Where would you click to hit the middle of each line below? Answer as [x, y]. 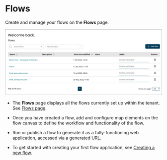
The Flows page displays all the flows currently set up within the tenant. [86, 103]
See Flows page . [29, 108]
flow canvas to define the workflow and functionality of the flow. [78, 123]
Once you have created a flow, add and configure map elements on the [85, 117]
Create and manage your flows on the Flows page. [57, 22]
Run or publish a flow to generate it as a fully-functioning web [76, 132]
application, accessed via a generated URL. [57, 138]
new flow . [22, 153]
